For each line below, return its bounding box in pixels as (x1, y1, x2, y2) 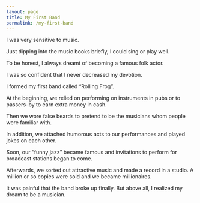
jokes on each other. (6, 137, 57, 144)
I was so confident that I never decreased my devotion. (6, 71, 142, 79)
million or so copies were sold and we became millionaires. (6, 173, 152, 180)
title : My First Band (6, 14, 61, 20)
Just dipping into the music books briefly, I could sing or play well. (6, 48, 170, 55)
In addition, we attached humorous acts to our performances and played (6, 130, 186, 138)
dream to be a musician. (6, 191, 66, 198)
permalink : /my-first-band (6, 20, 74, 26)
